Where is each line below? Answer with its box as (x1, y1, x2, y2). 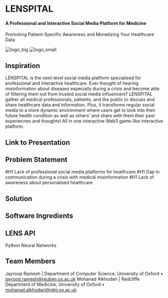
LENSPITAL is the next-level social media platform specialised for (5, 75, 141, 81)
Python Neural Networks (5, 242, 57, 248)
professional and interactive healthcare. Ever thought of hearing (5, 80, 139, 86)
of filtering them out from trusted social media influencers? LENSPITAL (5, 91, 153, 97)
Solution (5, 194, 32, 203)
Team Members (5, 257, 56, 266)
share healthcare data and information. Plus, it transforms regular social (5, 102, 155, 108)
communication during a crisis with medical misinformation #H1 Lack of (5, 174, 154, 180)
